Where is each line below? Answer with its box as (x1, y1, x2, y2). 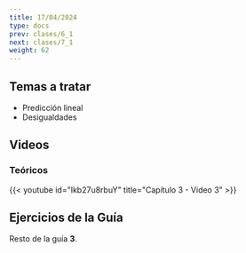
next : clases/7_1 (9, 37, 74, 47)
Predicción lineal (21, 102, 83, 113)
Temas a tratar (9, 79, 91, 94)
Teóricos (9, 164, 49, 177)
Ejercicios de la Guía (9, 210, 123, 225)
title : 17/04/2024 (9, 12, 77, 22)
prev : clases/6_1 (9, 29, 74, 38)
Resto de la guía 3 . (9, 233, 78, 244)
